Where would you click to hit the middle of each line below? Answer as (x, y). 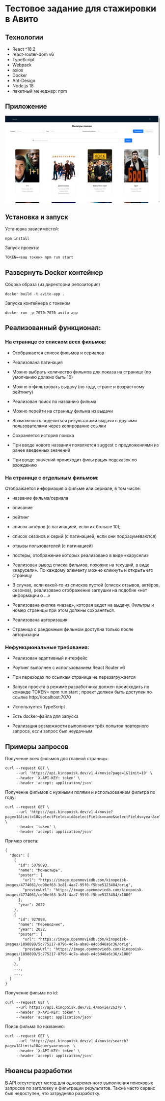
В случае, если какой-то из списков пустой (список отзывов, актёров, (86, 585)
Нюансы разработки (39, 1071)
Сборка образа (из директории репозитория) (53, 284)
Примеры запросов (37, 747)
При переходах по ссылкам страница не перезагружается (74, 677)
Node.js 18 (23, 86)
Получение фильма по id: (32, 993)
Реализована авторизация (40, 620)
